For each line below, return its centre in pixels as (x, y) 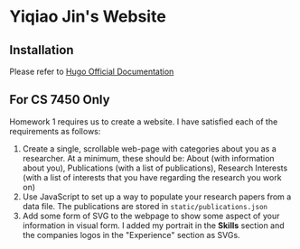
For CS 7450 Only (60, 100)
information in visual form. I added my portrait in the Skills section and (153, 225)
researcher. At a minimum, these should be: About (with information (148, 158)
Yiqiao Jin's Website (88, 17)
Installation (42, 50)
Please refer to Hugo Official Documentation (92, 71)
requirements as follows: (55, 131)
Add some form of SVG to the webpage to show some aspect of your (151, 216)
